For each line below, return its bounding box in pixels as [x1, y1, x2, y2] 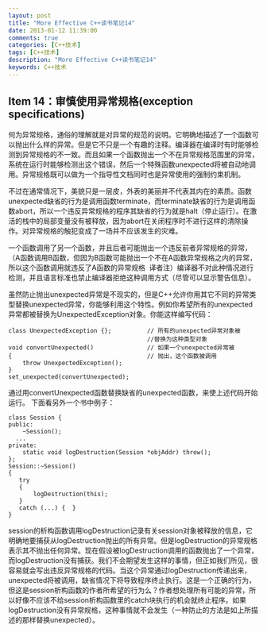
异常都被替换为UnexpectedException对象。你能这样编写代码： [8, 309, 213, 318]
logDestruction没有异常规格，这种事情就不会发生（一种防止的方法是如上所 [8, 605, 252, 615]
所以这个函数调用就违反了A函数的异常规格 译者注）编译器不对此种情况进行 [8, 263, 254, 272]
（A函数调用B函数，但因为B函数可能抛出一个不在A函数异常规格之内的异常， [8, 252, 257, 262]
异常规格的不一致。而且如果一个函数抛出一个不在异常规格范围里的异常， [21, 149, 259, 159]
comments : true [8, 33, 59, 42]
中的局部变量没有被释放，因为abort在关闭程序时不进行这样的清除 [29, 216, 242, 225]
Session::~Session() [8, 462, 77, 470]
